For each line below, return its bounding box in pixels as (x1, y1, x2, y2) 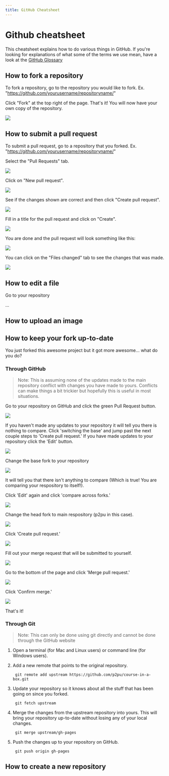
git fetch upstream (15, 701, 56, 706)
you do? (5, 353, 22, 359)
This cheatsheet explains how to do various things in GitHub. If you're (5, 46, 150, 52)
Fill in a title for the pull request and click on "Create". (5, 216, 116, 222)
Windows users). (12, 652, 48, 659)
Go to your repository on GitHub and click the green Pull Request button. (5, 403, 156, 409)
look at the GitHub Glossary (5, 57, 63, 63)
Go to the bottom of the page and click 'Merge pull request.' (5, 569, 130, 575)
